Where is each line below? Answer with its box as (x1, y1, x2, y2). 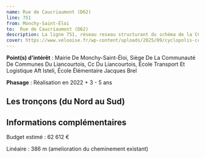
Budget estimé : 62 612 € (6, 134, 70, 141)
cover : (6, 37, 23, 43)
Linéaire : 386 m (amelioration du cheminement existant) (6, 145, 148, 153)
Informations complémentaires (6, 117, 127, 127)
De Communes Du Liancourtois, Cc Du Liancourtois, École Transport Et (6, 60, 185, 68)
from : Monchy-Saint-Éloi (6, 20, 70, 26)
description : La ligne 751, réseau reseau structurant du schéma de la (6, 32, 192, 38)
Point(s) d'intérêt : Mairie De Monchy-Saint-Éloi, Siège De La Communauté (6, 54, 196, 61)
